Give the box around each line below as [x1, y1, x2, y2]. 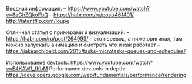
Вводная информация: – [6, 5, 66, 12]
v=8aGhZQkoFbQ [6, 11, 49, 18]
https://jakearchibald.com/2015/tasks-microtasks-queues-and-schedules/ [6, 48, 186, 55]
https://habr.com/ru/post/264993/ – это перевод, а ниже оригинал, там [6, 35, 183, 42]
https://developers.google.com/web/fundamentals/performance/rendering [6, 72, 187, 78]
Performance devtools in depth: [49, 65, 126, 72]
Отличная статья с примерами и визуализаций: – [6, 29, 130, 36]
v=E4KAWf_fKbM [6, 65, 48, 72]
